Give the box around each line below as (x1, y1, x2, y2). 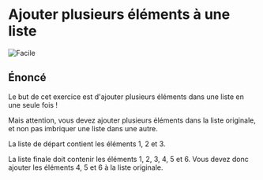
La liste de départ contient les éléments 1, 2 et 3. (8, 139, 166, 149)
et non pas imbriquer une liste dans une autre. (8, 123, 158, 133)
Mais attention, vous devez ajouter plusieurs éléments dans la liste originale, (8, 116, 257, 125)
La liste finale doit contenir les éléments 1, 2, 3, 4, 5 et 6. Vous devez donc (8, 154, 249, 163)
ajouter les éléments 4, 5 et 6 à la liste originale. (8, 163, 163, 172)
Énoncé (8, 71, 47, 84)
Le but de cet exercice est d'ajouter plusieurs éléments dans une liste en (8, 92, 245, 101)
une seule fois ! (8, 100, 58, 109)
